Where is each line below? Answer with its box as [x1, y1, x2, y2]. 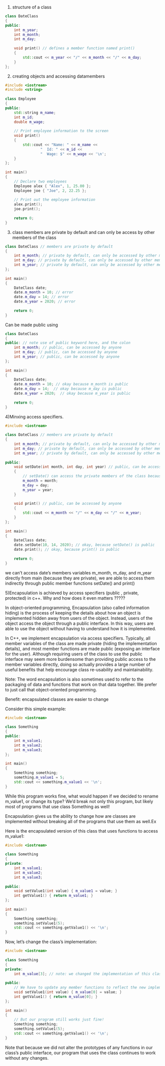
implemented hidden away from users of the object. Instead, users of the [5, 615, 153, 621]
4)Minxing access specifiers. [5, 414, 64, 419]
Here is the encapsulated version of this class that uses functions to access [5, 828, 158, 834]
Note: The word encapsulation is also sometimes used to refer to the [5, 676, 144, 682]
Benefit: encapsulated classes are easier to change [5, 696, 109, 702]
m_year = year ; [23, 487, 54, 493]
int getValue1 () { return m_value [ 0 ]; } [14, 994, 98, 999]
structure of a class [12, 4, 52, 10]
